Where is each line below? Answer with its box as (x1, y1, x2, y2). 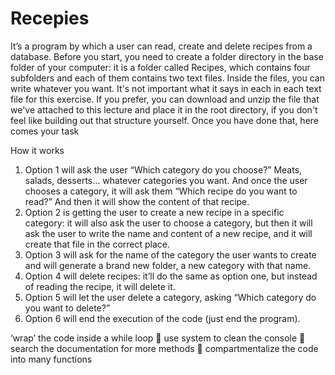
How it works (10, 144, 65, 156)
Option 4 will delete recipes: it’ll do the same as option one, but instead (24, 270, 318, 282)
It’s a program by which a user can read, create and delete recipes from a (10, 40, 313, 52)
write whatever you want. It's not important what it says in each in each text (10, 82, 322, 94)
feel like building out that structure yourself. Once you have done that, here (10, 114, 320, 126)
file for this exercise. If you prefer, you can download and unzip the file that (10, 93, 320, 105)
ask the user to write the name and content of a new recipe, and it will (24, 227, 313, 239)
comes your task (10, 125, 80, 137)
